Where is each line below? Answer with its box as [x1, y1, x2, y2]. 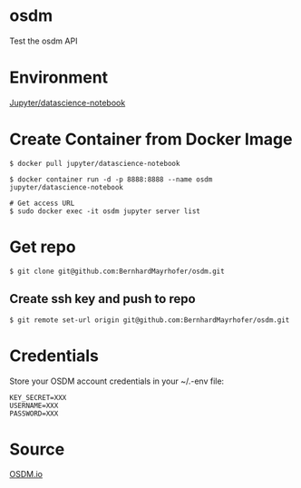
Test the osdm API [9, 35, 78, 46]
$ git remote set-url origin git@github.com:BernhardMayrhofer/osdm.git [9, 315, 290, 325]
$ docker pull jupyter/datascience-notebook [9, 159, 180, 168]
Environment [9, 67, 109, 88]
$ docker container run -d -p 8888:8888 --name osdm [9, 174, 213, 184]
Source [9, 439, 65, 459]
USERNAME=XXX [9, 401, 59, 410]
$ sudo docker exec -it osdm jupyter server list [9, 206, 201, 216]
